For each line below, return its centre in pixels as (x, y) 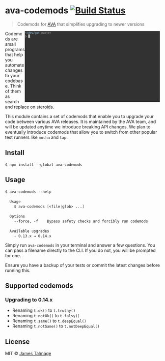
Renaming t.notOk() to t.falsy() (46, 316)
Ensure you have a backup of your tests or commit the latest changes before (82, 265)
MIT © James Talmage (28, 354)
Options (17, 216)
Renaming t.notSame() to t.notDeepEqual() (56, 326)
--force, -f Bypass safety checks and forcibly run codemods (81, 221)
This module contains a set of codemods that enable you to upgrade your (79, 116)
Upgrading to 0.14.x (29, 300)
